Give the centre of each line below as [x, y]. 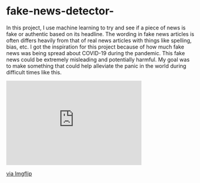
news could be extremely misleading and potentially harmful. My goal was [98, 59]
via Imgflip [19, 173]
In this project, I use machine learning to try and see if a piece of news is [96, 28]
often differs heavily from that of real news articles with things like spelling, [99, 40]
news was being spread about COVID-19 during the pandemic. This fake [95, 53]
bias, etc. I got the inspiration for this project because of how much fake [95, 47]
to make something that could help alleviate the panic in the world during [96, 66]
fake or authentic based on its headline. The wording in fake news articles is [100, 34]
